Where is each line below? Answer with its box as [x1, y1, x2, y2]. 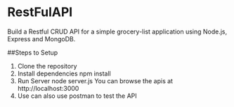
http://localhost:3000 [17, 84, 79, 92]
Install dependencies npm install [17, 69, 111, 78]
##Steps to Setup [7, 48, 58, 57]
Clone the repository [17, 62, 77, 70]
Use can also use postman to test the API [17, 92, 137, 100]
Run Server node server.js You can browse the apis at [17, 76, 174, 85]
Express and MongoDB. [7, 34, 76, 43]
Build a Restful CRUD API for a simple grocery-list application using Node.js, [7, 27, 228, 36]
